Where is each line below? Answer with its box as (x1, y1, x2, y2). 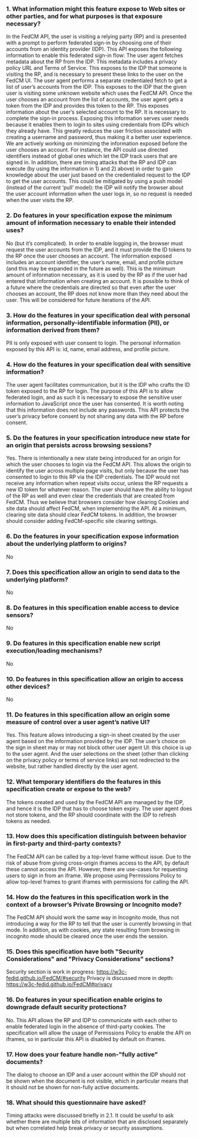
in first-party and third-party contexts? (6, 840, 121, 848)
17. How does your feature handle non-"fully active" (6, 1050, 158, 1058)
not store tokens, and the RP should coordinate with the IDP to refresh (6, 811, 177, 818)
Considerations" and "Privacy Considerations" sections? (6, 955, 174, 963)
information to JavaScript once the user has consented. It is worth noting (6, 400, 184, 407)
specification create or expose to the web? (6, 785, 131, 794)
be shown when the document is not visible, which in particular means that (6, 1077, 189, 1085)
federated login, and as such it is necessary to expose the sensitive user (6, 394, 182, 401)
